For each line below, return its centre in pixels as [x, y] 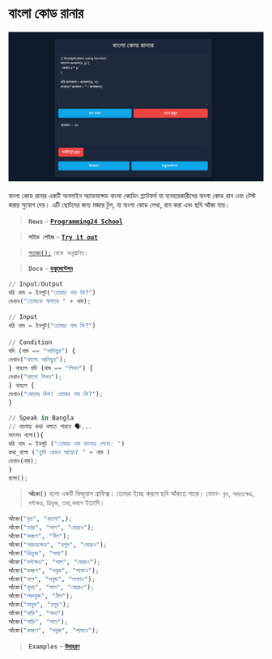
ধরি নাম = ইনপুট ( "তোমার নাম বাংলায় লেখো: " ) [67, 444]
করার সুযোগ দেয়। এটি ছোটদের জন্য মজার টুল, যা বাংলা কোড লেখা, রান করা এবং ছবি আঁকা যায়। [119, 205]
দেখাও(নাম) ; [23, 461]
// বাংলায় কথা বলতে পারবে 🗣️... [51, 427]
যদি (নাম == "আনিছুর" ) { [42, 351]
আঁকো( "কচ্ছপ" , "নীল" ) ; [39, 536]
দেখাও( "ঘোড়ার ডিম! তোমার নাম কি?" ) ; [56, 394]
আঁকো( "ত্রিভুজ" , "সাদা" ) [38, 553]
